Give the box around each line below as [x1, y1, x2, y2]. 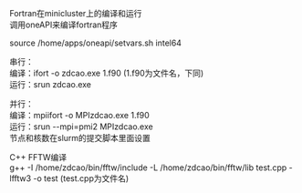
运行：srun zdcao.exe [9, 79, 92, 89]
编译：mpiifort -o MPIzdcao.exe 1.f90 [9, 110, 151, 120]
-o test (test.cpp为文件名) [33, 173, 130, 184]
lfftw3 [9, 173, 32, 184]
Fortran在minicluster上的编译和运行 [9, 8, 142, 18]
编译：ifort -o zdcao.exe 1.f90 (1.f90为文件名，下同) [9, 67, 204, 78]
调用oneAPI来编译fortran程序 [9, 19, 119, 30]
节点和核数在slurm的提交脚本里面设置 [9, 133, 151, 143]
